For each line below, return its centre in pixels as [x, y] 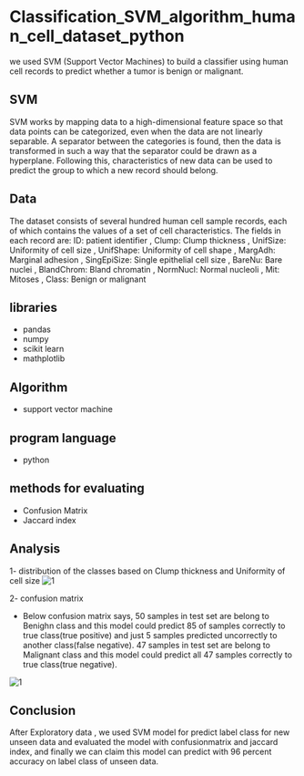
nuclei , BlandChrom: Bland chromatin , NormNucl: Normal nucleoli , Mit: [145, 269]
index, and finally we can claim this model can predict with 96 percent [141, 752]
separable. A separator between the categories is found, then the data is [146, 141]
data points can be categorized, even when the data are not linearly [136, 131]
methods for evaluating [77, 488]
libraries [33, 307]
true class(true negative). [70, 664]
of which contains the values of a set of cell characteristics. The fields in [146, 231]
